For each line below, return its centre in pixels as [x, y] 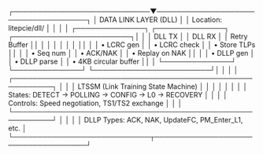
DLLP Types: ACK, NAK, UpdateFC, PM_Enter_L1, [163, 120]
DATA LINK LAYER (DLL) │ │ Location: [161, 20]
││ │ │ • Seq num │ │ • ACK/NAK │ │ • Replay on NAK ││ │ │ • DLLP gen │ [131, 53]
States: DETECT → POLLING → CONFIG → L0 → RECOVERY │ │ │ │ [118, 95]
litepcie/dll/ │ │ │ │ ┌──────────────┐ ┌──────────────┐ [119, 28]
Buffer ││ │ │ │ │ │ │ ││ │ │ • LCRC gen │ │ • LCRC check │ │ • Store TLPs [132, 45]
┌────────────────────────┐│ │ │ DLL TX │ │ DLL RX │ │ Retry [128, 36]
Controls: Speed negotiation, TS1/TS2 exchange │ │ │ [95, 103]
